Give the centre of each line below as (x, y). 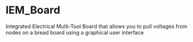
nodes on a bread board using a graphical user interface (75, 32)
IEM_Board (33, 10)
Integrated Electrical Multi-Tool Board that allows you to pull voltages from (96, 26)
